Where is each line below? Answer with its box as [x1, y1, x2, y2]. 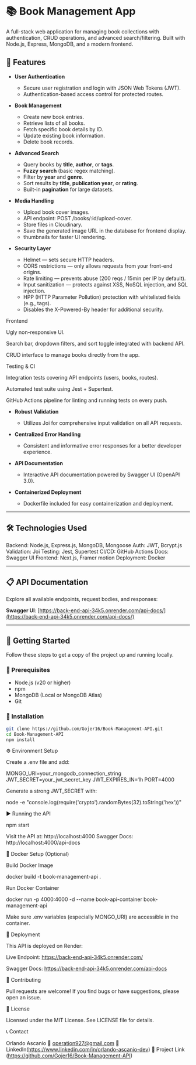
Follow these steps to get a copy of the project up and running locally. [6, 651, 174, 658]
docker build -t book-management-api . [6, 873, 101, 880]
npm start [6, 821, 30, 829]
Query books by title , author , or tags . [23, 161, 114, 168]
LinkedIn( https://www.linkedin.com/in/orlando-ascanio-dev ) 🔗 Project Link [6, 1046, 185, 1053]
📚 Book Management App [6, 5, 136, 18]
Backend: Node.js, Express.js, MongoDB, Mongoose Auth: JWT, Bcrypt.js [6, 541, 183, 548]
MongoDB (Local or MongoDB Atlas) [14, 692, 102, 699]
